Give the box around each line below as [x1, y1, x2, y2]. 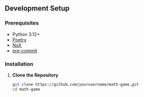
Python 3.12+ [12, 31, 40, 37]
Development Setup [5, 4, 70, 13]
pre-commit [12, 47, 37, 53]
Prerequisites [5, 20, 39, 27]
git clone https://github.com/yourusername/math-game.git [12, 82, 139, 87]
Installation [5, 60, 34, 67]
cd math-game [12, 87, 40, 92]
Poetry [12, 36, 27, 43]
